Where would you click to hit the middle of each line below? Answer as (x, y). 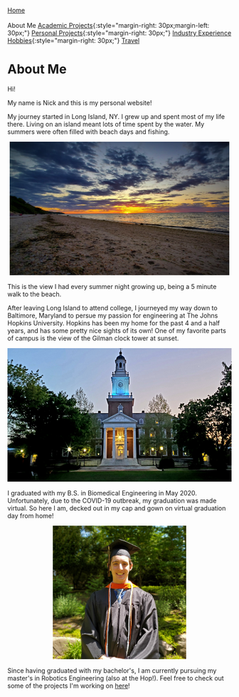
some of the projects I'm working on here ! (69, 686)
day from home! (31, 515)
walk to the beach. (34, 294)
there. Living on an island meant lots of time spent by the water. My (106, 124)
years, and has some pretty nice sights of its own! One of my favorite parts (117, 330)
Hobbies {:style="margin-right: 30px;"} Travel (74, 41)
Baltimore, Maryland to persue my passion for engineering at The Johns (113, 315)
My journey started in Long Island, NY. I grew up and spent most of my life (116, 116)
